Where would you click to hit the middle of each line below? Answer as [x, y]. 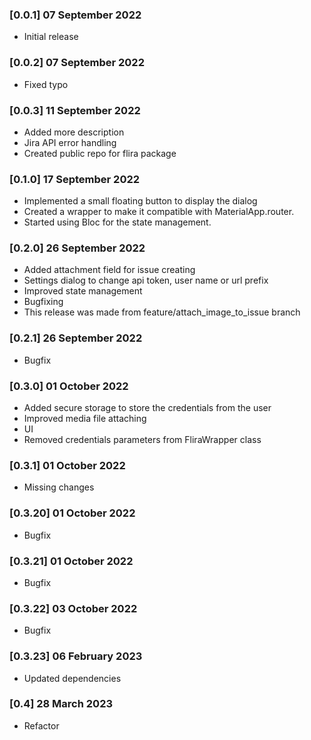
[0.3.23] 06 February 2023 [76, 656]
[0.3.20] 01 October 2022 [72, 513]
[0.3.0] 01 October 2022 [69, 386]
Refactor [41, 725]
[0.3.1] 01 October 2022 [67, 465]
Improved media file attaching [85, 419]
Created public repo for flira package [100, 153]
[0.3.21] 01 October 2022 [71, 561]
